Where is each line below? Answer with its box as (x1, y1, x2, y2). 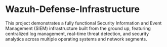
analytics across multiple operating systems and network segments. (5, 36, 148, 42)
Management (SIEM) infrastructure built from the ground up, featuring (5, 25, 151, 31)
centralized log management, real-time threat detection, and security (5, 30, 149, 36)
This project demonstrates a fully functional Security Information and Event (5, 20, 162, 26)
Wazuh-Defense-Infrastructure (5, 3, 140, 15)
